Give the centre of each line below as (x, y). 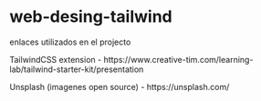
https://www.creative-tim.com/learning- (178, 59)
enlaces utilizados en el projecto (70, 42)
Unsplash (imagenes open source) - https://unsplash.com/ (120, 86)
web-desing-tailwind (91, 17)
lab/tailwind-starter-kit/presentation (77, 69)
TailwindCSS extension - (56, 59)
